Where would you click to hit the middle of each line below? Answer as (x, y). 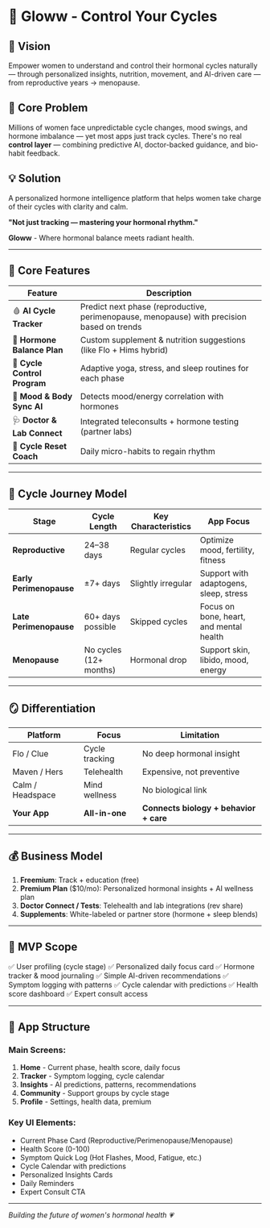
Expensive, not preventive (191, 772)
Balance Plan (38, 350)
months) (100, 670)
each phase (102, 378)
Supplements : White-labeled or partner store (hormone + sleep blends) (139, 914)
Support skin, (225, 650)
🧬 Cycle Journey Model (67, 494)
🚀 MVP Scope (43, 947)
